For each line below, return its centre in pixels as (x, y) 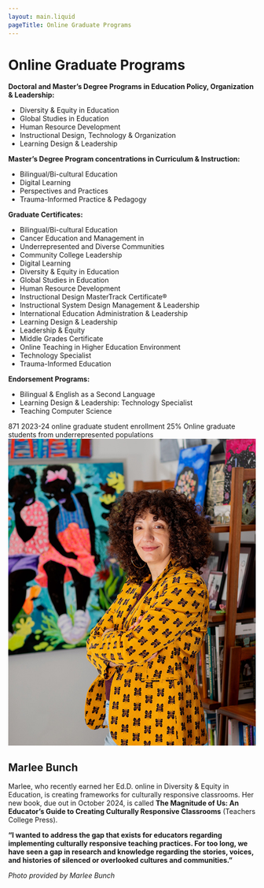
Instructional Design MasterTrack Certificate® (93, 297)
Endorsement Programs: (49, 379)
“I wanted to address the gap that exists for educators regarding (115, 835)
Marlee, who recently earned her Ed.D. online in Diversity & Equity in (119, 786)
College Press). (33, 820)
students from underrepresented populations (81, 435)
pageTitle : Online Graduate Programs (70, 25)
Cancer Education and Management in (82, 238)
